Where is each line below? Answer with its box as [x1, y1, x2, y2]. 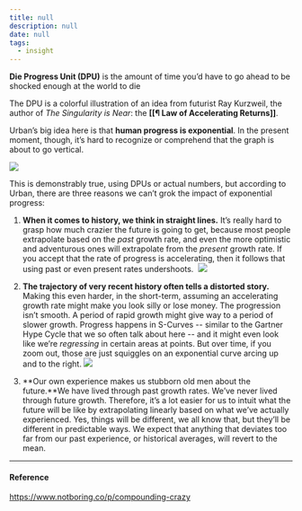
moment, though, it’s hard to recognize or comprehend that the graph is [9, 135, 274, 145]
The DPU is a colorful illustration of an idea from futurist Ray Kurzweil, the [9, 98, 283, 109]
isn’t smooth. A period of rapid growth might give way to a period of [22, 310, 274, 321]
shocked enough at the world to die [9, 81, 141, 92]
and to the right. [22, 358, 83, 369]
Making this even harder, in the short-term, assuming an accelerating [22, 291, 279, 302]
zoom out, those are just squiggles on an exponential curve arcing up [22, 348, 279, 359]
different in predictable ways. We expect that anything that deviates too [22, 424, 288, 435]
